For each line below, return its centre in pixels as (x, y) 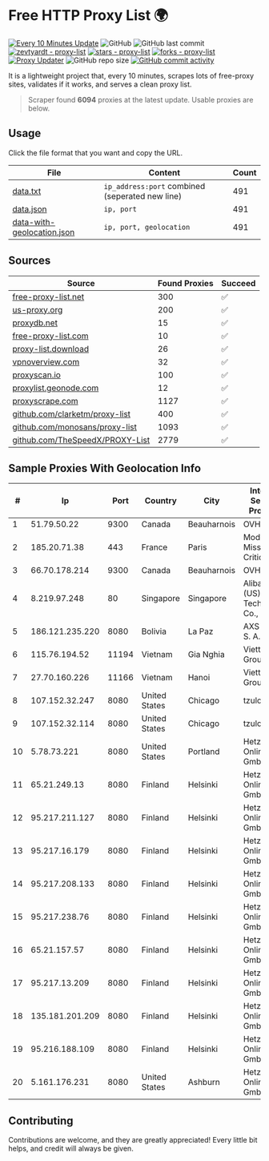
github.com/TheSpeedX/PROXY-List (81, 440)
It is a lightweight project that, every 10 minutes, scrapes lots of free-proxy (131, 75)
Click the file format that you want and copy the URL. (95, 152)
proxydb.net (35, 323)
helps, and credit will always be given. (71, 1149)
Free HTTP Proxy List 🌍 (88, 16)
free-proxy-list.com (51, 336)
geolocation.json (44, 232)
